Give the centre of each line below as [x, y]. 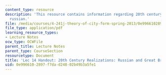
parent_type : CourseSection [34, 51]
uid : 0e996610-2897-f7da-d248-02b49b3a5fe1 [51, 65]
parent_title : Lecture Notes [35, 46]
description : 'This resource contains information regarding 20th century [84, 14]
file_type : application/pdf [34, 28]
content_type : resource [30, 10]
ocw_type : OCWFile [24, 42]
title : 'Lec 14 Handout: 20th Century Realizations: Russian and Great [80, 60]
